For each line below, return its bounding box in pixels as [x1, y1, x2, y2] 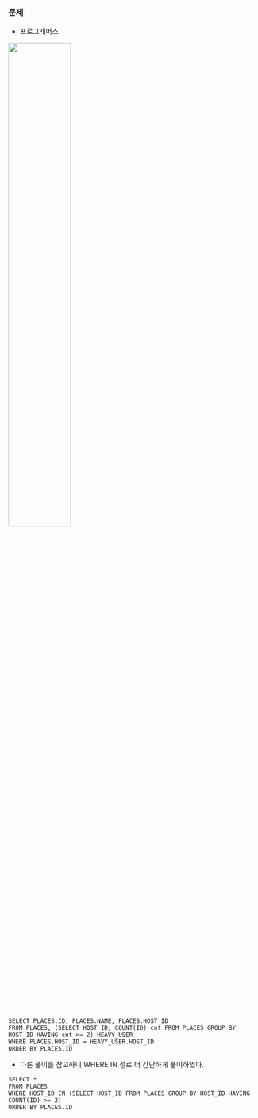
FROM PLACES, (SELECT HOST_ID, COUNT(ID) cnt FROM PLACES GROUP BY [8, 1024, 237, 1032]
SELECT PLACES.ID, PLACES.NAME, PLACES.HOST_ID [8, 1017, 169, 1025]
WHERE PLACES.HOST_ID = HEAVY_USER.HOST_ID [8, 1038, 155, 1046]
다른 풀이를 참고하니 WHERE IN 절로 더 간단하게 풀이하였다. [19, 1060, 205, 1070]
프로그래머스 [19, 26, 60, 37]
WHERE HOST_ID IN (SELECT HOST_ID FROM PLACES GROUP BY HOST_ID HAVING [8, 1089, 250, 1097]
